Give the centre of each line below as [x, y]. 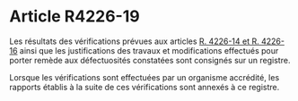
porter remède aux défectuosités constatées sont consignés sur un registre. [150, 60]
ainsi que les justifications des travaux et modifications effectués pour [149, 50]
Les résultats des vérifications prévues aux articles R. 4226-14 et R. [134, 41]
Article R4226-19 [75, 17]
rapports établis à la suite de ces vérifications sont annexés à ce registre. [145, 87]
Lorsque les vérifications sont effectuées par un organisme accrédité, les [145, 77]
